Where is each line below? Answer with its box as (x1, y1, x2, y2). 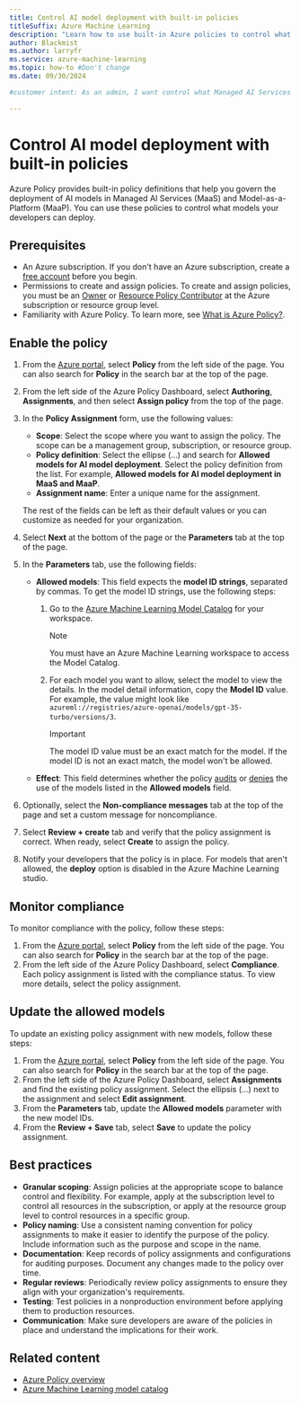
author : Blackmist (9, 38, 78, 48)
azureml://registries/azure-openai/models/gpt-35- (49, 703, 243, 712)
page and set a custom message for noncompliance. (22, 809, 217, 820)
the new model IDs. (22, 1112, 94, 1123)
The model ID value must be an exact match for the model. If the (49, 746, 287, 757)
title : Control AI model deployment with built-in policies (9, 13, 240, 22)
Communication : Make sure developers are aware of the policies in (22, 1315, 273, 1326)
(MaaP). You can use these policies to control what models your (42, 202, 279, 213)
